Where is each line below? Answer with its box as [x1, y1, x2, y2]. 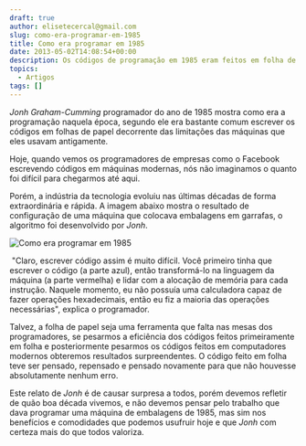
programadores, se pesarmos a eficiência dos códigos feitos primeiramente [9, 331, 295, 342]
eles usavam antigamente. [9, 135, 109, 146]
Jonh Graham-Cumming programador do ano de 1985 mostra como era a [9, 106, 286, 117]
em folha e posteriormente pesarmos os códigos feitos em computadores [9, 340, 287, 352]
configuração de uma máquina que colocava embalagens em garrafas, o [9, 209, 283, 220]
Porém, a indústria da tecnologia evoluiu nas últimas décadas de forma [9, 190, 277, 201]
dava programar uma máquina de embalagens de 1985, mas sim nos [9, 407, 267, 418]
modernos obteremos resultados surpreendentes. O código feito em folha [9, 350, 288, 361]
